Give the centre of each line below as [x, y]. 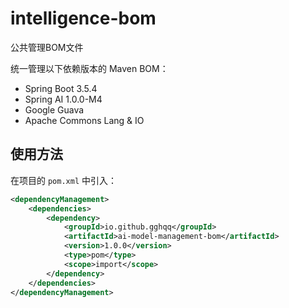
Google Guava [54, 109]
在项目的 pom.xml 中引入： [63, 180]
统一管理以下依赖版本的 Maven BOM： [89, 68]
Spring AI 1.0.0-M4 [63, 99]
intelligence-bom [83, 18]
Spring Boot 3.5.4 [61, 88]
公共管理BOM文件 [47, 47]
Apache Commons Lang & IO [84, 120]
